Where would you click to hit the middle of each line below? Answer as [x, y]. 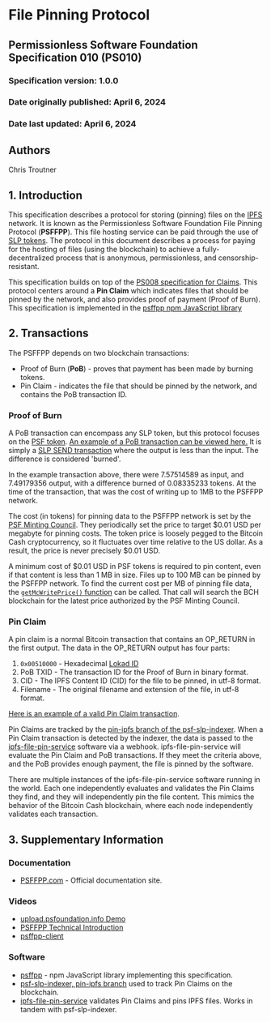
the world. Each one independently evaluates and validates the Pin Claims [131, 789]
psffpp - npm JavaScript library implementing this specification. [126, 975]
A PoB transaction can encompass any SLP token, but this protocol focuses [134, 433]
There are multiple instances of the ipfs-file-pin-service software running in [134, 780]
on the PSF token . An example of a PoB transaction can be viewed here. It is [135, 442]
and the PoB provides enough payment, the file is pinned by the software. [131, 764]
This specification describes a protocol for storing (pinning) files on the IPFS [135, 214]
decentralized [31, 258]
